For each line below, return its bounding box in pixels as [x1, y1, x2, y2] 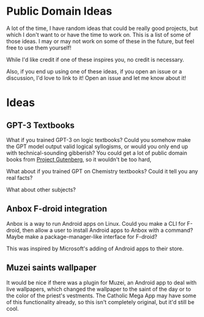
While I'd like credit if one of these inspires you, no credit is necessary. [6, 56, 184, 63]
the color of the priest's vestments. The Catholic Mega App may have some [6, 292, 197, 299]
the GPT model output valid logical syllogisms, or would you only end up [6, 143, 188, 150]
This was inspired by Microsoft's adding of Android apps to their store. [6, 245, 184, 252]
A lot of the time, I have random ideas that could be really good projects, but [6, 24, 199, 32]
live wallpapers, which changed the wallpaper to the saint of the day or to [6, 285, 191, 293]
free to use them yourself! [6, 44, 71, 51]
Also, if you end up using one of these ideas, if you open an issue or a [6, 67, 182, 75]
